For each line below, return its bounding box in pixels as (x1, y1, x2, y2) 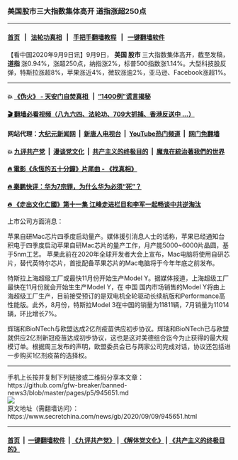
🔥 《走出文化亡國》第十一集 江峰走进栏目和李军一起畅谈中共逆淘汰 (7, 200, 201, 208)
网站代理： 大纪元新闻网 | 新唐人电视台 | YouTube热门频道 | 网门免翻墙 (7, 129, 220, 138)
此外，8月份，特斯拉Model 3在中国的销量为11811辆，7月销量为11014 (31, 301, 229, 309)
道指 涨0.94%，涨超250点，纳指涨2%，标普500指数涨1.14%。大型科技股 (7, 59, 221, 68)
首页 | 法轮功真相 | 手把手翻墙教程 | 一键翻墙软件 (7, 33, 165, 41)
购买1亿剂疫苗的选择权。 (19, 351, 91, 360)
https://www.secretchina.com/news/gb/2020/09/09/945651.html (7, 412, 198, 421)
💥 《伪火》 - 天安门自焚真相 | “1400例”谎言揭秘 (7, 92, 151, 101)
